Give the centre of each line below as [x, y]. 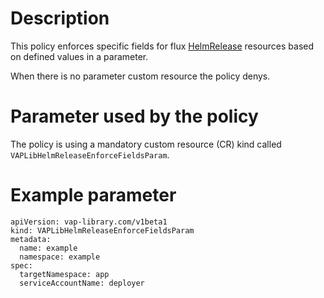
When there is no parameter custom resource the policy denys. [140, 76]
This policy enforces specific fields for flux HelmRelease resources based [162, 46]
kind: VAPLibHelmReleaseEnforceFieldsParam [102, 230]
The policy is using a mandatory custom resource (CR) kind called [146, 144]
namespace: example [60, 257]
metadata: [31, 239]
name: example [48, 248]
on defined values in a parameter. [79, 56]
